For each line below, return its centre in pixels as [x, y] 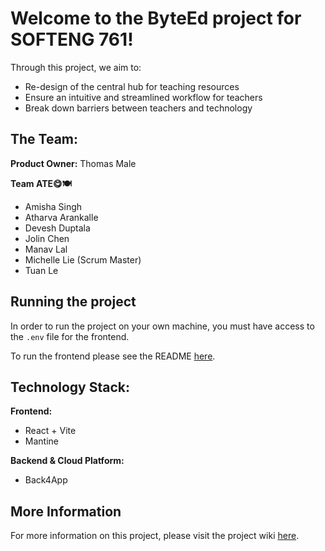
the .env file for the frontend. [70, 336]
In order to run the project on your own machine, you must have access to [162, 326]
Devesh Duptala [57, 228]
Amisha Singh [53, 206]
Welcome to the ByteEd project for [156, 18]
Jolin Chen [47, 238]
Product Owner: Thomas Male [73, 163]
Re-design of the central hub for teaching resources [132, 86]
